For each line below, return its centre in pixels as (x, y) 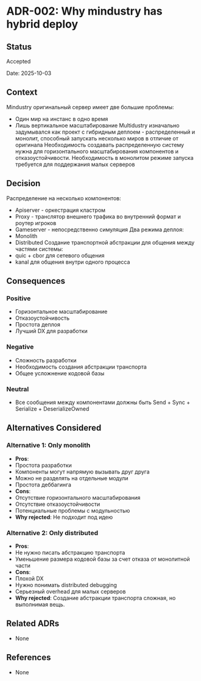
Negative (20, 347)
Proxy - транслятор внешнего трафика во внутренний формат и (98, 216)
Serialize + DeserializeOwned (52, 409)
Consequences (36, 281)
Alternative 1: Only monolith (48, 445)
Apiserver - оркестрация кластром (60, 210)
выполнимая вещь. (40, 604)
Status (19, 47)
